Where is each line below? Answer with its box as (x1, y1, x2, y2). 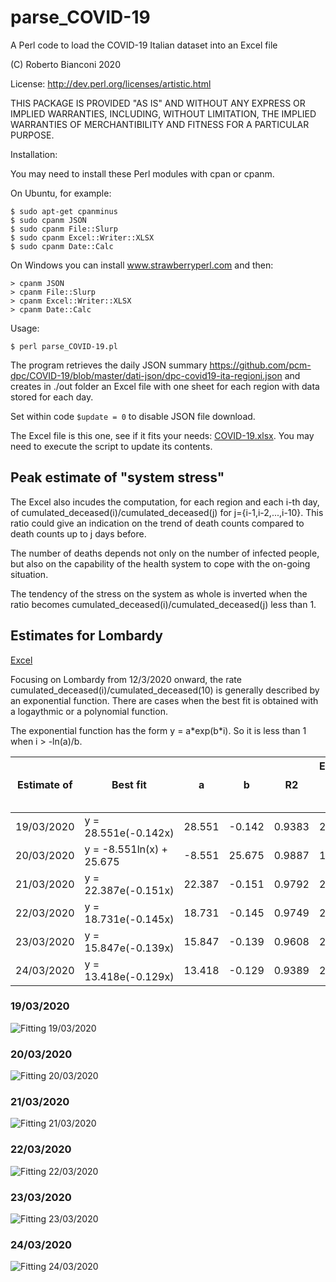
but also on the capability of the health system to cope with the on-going (10, 557, 311, 570)
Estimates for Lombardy (10, 627, 163, 645)
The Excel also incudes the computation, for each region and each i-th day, (10, 496, 320, 508)
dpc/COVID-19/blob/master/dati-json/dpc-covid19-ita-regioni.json (10, 369, 283, 381)
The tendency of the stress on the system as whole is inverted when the (10, 587, 308, 600)
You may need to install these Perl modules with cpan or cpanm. (10, 167, 275, 180)
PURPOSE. (10, 129, 55, 141)
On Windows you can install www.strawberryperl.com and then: (10, 259, 274, 271)
